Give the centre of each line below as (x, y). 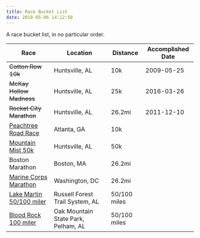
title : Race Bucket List (37, 12)
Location (79, 52)
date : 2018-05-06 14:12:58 (40, 17)
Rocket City (25, 108)
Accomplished (168, 49)
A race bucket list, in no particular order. (56, 34)
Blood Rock (25, 215)
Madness (22, 98)
